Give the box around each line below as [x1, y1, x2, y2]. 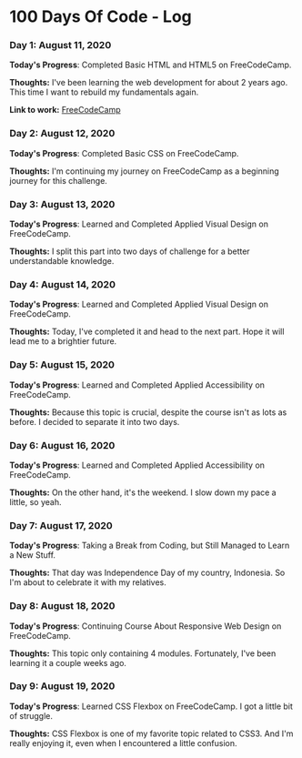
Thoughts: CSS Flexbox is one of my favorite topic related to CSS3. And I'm [9, 728, 294, 739]
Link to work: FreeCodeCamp [9, 105, 121, 116]
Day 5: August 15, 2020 [9, 359, 116, 371]
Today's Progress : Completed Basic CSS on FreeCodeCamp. [9, 147, 239, 158]
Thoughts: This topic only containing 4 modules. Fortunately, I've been [9, 648, 277, 659]
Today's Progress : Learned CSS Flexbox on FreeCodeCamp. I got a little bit [9, 701, 294, 712]
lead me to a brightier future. [9, 336, 117, 347]
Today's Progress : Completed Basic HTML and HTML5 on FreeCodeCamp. [9, 59, 292, 70]
